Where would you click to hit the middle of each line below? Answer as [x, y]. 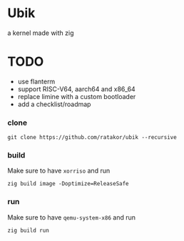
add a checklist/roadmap [54, 104]
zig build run [29, 230]
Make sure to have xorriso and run [59, 171]
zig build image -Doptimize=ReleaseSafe [68, 184]
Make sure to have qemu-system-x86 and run [71, 217]
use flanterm [36, 81]
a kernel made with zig [41, 33]
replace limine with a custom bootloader [77, 96]
